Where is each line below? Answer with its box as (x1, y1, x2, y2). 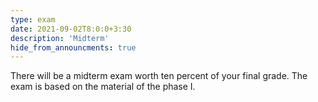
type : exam (10, 14, 56, 25)
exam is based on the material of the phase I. (10, 81, 196, 93)
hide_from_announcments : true (10, 42, 137, 53)
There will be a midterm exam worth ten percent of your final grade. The (10, 70, 308, 82)
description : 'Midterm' (10, 33, 110, 43)
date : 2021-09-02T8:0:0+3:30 (10, 24, 132, 34)
